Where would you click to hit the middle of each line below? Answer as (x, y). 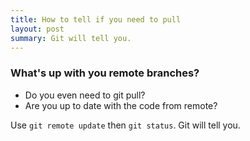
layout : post (37, 29)
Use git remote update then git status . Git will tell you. (125, 125)
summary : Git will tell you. (71, 38)
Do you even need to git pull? (85, 95)
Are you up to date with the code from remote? (121, 105)
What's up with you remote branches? (105, 73)
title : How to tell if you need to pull (96, 19)
